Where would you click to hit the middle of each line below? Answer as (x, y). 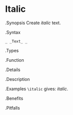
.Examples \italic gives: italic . (37, 89)
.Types (12, 50)
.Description (18, 79)
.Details (13, 70)
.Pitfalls (13, 108)
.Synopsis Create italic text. (33, 23)
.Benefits (14, 98)
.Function (15, 60)
